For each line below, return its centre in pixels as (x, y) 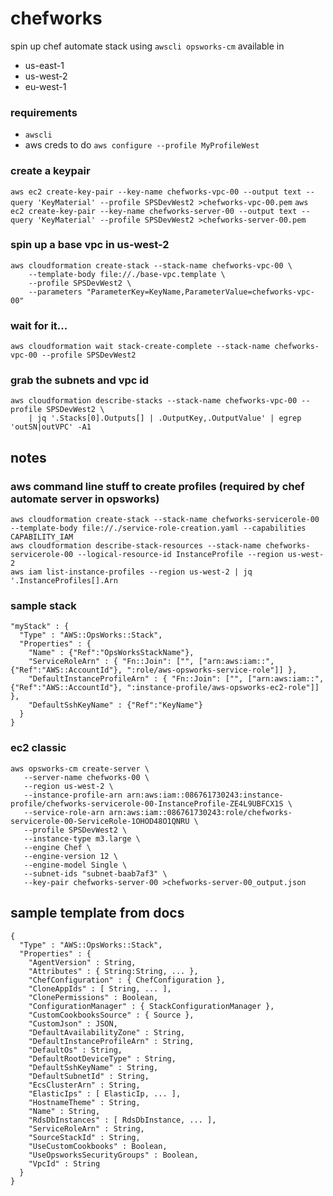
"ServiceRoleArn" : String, (86, 1128)
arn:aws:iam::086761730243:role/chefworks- (200, 812)
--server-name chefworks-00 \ (86, 777)
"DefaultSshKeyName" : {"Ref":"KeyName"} (115, 705)
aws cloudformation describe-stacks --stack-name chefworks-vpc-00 (154, 401)
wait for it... (39, 325)
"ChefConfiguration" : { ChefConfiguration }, (127, 980)
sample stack (43, 606)
